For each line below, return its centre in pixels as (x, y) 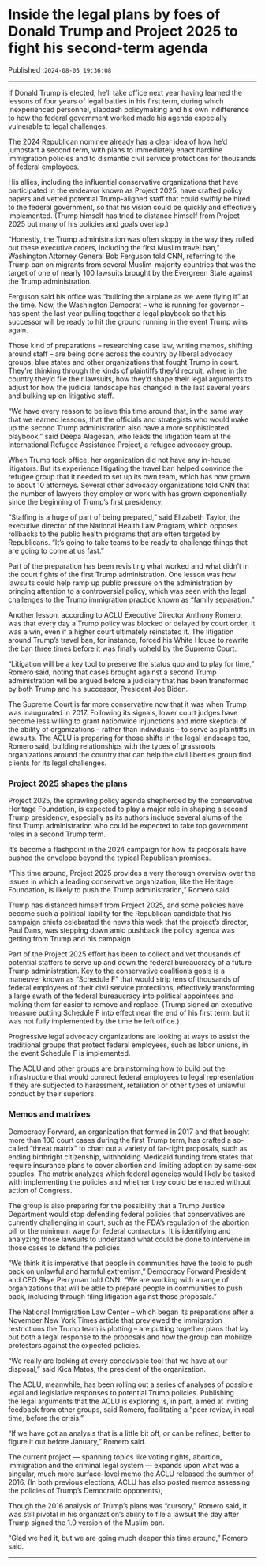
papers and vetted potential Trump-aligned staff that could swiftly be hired (129, 198)
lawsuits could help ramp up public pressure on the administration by (120, 583)
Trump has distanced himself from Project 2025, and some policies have (126, 905)
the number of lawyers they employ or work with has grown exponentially (127, 493)
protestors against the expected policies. (75, 1345)
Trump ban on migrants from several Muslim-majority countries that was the (132, 264)
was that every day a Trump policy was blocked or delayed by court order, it (132, 623)
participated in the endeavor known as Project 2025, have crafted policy (125, 190)
